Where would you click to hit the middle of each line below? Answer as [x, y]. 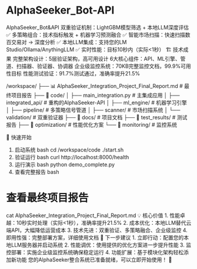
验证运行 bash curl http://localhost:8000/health [72, 157]
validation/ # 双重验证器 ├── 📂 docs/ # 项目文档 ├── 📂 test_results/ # [91, 117]
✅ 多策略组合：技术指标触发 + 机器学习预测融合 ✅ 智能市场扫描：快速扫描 [96, 35]
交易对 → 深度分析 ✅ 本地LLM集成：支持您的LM [69, 42]
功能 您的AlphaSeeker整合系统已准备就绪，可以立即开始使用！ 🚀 [94, 260]
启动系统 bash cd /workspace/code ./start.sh [69, 150]
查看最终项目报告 [48, 198]
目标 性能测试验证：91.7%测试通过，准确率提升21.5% [75, 73]
